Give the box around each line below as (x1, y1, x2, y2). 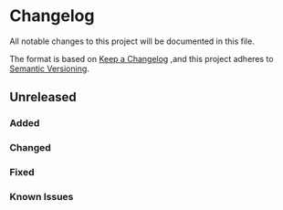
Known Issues (9, 191, 74, 204)
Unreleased (9, 89, 78, 105)
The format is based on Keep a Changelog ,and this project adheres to (9, 53, 274, 64)
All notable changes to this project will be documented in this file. (9, 36, 256, 47)
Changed (9, 142, 52, 154)
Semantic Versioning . (9, 63, 89, 74)
